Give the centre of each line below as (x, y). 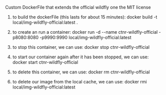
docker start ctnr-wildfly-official (45, 62)
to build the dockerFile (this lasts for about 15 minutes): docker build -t (85, 17)
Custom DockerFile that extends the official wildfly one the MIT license (78, 7)
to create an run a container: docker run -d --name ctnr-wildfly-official (85, 32)
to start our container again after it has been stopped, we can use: (80, 57)
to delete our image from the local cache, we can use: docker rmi (79, 82)
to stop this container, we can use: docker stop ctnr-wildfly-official (81, 47)
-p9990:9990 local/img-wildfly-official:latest (85, 37)
